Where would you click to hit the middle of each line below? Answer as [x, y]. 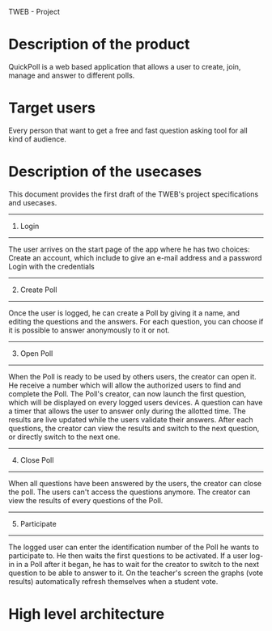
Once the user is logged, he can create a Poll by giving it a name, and [124, 313]
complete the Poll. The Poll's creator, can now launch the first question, [127, 394]
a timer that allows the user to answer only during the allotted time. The [127, 411]
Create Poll [38, 290]
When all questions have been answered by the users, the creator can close [135, 483]
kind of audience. [38, 139]
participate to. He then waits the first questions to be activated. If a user [128, 555]
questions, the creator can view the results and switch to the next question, [134, 428]
